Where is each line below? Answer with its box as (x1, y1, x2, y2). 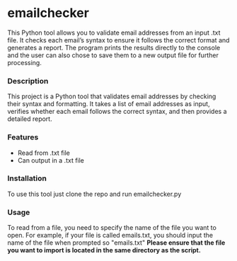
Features (7, 132, 39, 142)
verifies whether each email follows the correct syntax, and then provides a (7, 108, 227, 116)
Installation (7, 173, 47, 183)
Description (7, 76, 49, 86)
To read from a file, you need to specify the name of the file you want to (7, 224, 217, 232)
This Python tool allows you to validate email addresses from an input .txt (7, 28, 221, 37)
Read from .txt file (17, 149, 71, 157)
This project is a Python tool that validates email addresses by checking (7, 92, 216, 100)
